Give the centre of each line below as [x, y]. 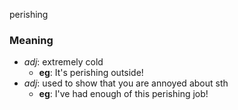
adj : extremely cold [63, 62]
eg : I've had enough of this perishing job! [123, 94]
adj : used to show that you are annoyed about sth [126, 83]
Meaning [31, 40]
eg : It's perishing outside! [91, 73]
